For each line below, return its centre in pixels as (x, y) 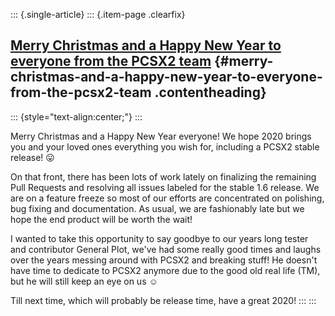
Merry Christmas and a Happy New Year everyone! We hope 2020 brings (161, 136)
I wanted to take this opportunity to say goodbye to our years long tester (159, 238)
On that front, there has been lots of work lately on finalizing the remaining (163, 176)
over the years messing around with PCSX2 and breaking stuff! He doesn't (164, 260)
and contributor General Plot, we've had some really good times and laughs (166, 249)
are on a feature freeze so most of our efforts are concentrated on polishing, (167, 198)
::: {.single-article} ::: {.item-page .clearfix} (98, 14)
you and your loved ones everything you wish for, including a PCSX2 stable (165, 146)
